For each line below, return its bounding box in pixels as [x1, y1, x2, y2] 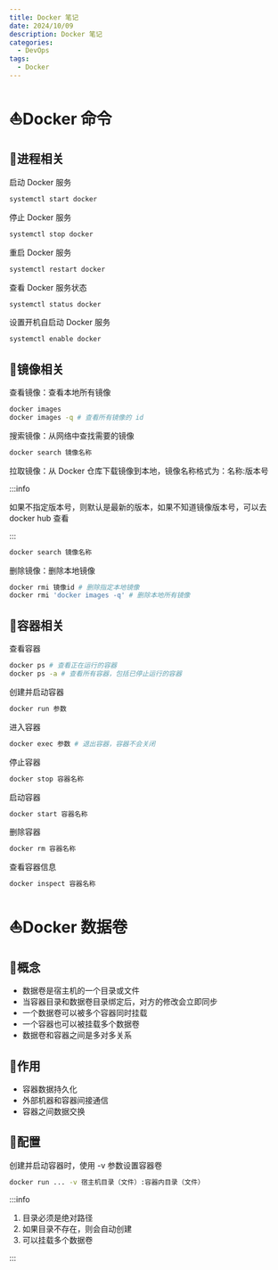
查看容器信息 [9, 862, 56, 873]
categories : [9, 37, 53, 47]
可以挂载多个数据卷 [21, 1234, 94, 1245]
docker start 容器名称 [9, 809, 88, 818]
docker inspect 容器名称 [9, 880, 96, 889]
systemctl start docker [9, 194, 98, 203]
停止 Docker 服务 [9, 211, 72, 223]
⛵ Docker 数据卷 [9, 917, 127, 938]
